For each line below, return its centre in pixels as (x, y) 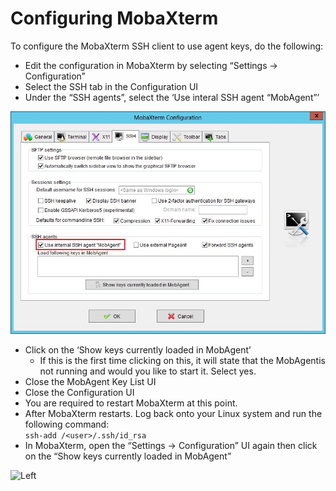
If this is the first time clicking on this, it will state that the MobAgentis (182, 360)
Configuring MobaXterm (114, 18)
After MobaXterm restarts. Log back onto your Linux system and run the (173, 413)
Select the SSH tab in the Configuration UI (111, 86)
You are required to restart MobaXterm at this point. (131, 403)
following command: (67, 424)
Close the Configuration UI (79, 392)
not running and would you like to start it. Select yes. (148, 371)
